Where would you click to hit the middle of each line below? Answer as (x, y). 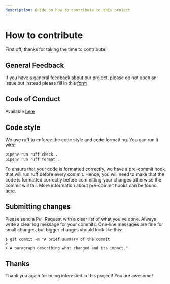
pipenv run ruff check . (31, 154)
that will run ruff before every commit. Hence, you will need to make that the (85, 174)
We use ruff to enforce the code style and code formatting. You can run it (82, 140)
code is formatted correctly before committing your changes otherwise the (83, 179)
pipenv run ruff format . (32, 159)
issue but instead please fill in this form (46, 83)
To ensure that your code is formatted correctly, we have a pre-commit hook (85, 169)
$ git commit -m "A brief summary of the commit (58, 239)
